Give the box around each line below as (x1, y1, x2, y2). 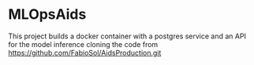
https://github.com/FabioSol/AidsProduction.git (8, 48, 162, 57)
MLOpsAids (8, 5, 87, 23)
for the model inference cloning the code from (8, 39, 159, 49)
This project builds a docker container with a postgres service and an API (8, 31, 247, 41)
